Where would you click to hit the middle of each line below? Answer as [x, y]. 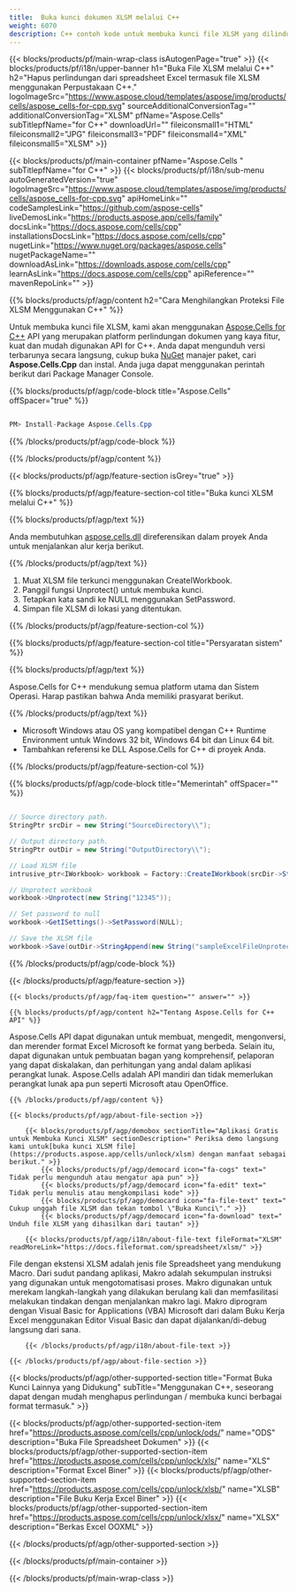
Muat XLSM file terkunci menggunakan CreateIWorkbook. [127, 580]
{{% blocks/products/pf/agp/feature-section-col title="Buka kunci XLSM [141, 493]
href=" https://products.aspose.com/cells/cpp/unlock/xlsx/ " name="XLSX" [145, 1517]
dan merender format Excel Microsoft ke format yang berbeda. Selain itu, [142, 1045]
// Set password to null [55, 914]
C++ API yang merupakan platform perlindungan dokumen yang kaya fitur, [145, 337]
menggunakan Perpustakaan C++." [73, 87]
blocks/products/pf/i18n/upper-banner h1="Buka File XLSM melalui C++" [142, 68]
